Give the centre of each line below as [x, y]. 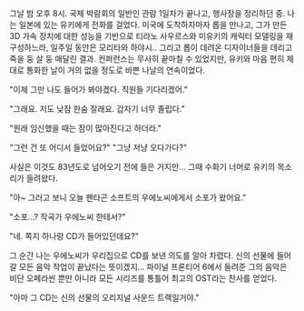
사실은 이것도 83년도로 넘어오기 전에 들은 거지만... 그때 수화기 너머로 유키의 [142, 167]
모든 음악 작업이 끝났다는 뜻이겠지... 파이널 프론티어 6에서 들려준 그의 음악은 [153, 267]
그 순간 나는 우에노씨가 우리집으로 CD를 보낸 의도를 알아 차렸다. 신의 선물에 [142, 256]
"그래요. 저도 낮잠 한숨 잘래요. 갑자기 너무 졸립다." [98, 109]
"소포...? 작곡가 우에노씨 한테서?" [68, 217]
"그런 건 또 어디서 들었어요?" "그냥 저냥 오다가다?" [98, 147]
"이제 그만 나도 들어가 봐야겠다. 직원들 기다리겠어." [99, 90]
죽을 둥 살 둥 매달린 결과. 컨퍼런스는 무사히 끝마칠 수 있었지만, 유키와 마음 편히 [147, 59]
